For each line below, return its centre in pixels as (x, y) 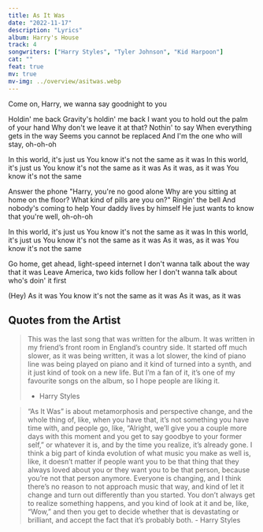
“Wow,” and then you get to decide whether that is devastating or (133, 512)
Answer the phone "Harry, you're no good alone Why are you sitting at (122, 191)
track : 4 (22, 45)
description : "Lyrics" (45, 30)
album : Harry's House (44, 37)
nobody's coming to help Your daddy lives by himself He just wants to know (131, 208)
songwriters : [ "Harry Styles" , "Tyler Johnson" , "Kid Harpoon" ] (116, 52)
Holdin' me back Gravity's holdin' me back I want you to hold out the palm (128, 119)
